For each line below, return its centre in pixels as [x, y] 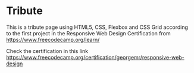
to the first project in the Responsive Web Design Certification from [88, 33]
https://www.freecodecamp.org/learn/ [53, 39]
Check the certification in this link [47, 51]
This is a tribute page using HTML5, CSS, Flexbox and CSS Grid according [97, 27]
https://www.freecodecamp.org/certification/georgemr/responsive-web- [95, 57]
